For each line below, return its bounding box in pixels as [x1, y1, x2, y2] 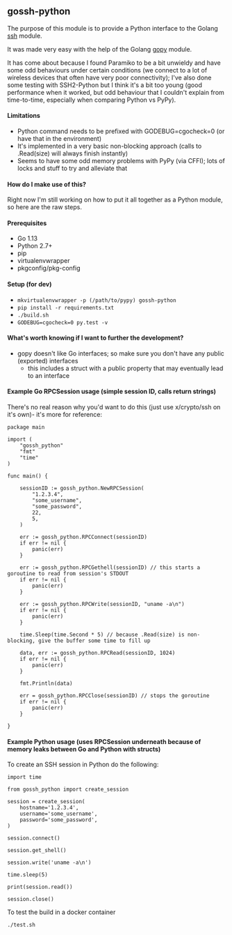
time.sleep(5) [7, 872, 49, 879]
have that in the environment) [17, 135, 102, 143]
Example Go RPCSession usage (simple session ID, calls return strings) [7, 387, 217, 396]
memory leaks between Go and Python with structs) [7, 745, 161, 753]
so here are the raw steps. [7, 203, 82, 211]
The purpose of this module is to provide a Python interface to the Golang [7, 24, 219, 32]
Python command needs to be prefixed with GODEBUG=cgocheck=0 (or [17, 127, 225, 135]
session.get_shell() [7, 847, 67, 854]
